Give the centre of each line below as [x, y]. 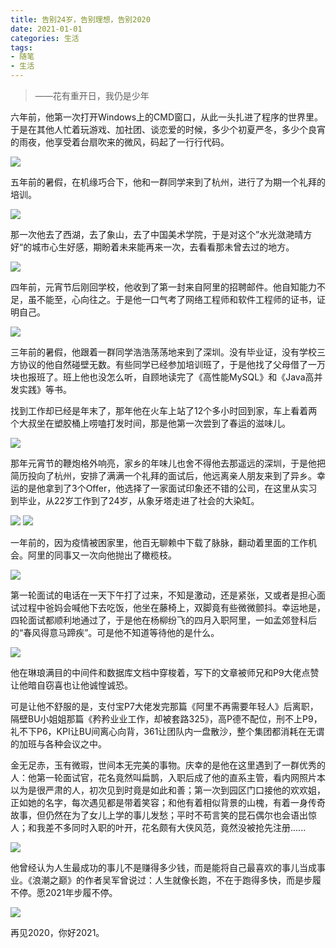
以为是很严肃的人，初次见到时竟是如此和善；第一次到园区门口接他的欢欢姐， [168, 790]
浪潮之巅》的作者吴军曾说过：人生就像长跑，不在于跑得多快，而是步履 [176, 880]
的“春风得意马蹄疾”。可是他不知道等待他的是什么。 [115, 632]
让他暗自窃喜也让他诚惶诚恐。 [71, 685]
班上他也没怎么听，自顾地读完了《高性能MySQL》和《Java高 [188, 377]
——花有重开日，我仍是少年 [92, 95]
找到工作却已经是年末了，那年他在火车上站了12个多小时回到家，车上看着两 [164, 410]
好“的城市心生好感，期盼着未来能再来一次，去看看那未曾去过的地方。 [152, 247]
